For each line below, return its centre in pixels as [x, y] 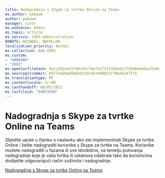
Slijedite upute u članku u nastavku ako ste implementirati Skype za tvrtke [80, 140]
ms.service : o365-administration [39, 37]
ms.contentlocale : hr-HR [30, 82]
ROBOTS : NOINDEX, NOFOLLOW [33, 42]
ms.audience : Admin [25, 28]
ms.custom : [16, 55]
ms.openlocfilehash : [26, 69]
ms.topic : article [24, 32]
